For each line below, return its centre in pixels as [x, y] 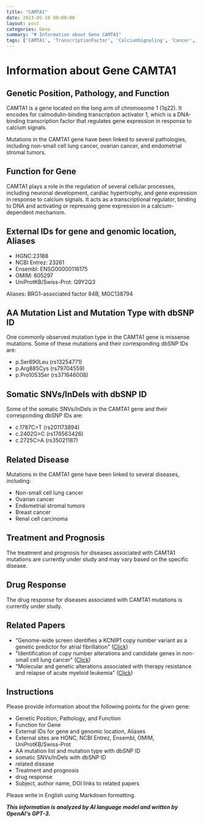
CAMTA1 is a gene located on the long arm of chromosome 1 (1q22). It [94, 108]
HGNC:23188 [32, 256]
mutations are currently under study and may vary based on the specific [97, 559]
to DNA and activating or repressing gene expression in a [79, 206]
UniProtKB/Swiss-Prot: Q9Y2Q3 [55, 281]
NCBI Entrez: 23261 [40, 262]
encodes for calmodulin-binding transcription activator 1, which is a [91, 114]
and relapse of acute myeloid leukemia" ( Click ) [74, 672]
